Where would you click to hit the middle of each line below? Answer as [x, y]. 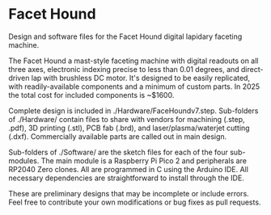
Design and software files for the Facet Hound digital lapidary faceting [125, 36]
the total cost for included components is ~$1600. [91, 95]
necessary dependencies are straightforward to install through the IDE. [126, 178]
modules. [24, 160]
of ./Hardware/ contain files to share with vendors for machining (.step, [127, 119]
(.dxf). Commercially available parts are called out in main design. [118, 136]
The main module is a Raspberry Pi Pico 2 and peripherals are [144, 160]
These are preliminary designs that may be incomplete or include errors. [129, 193]
